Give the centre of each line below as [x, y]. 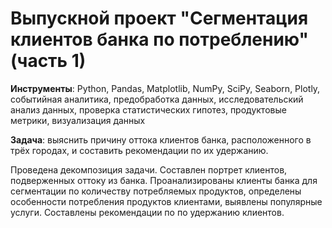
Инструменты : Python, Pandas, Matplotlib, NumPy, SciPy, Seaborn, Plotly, [165, 88]
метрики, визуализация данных [78, 120]
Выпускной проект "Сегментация [159, 18]
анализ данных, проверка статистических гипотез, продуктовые [148, 109]
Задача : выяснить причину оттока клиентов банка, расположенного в [161, 139]
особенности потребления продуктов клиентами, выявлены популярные [166, 201]
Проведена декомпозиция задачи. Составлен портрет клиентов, [149, 169]
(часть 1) [48, 61]
